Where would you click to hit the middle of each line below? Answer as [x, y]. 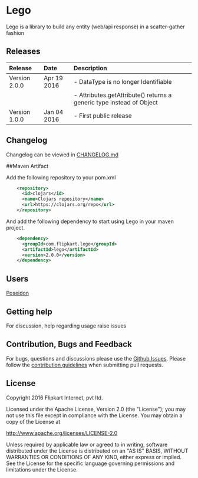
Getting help [29, 311]
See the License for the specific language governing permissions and [90, 463]
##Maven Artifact [27, 166]
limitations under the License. [42, 469]
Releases [23, 52]
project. [16, 227]
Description [90, 68]
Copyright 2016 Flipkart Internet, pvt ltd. [55, 397]
